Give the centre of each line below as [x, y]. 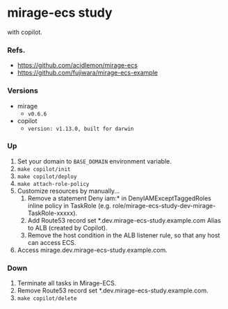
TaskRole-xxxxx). [52, 213]
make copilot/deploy [47, 176]
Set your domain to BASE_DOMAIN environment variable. [94, 161]
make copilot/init [44, 169]
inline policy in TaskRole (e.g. [69, 205]
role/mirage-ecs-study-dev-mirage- [164, 205]
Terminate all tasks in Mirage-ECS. [67, 283]
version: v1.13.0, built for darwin [81, 129]
